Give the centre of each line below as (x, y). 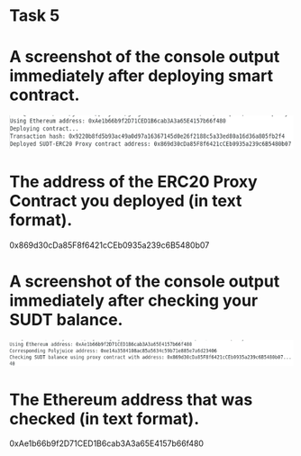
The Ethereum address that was (131, 400)
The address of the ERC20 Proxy (134, 182)
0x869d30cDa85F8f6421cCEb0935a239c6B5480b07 (109, 245)
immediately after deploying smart (141, 76)
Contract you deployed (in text (126, 201)
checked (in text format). (105, 419)
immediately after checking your (134, 301)
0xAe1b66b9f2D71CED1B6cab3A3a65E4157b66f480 (107, 443)
